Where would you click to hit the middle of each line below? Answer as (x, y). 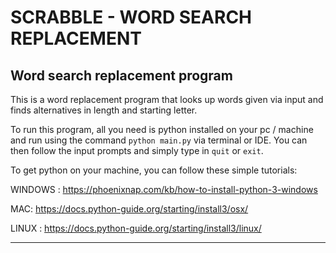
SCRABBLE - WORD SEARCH (131, 17)
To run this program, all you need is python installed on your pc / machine (162, 129)
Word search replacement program (121, 75)
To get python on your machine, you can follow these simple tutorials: (154, 170)
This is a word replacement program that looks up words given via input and (167, 99)
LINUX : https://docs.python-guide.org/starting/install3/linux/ (136, 228)
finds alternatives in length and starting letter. (104, 110)
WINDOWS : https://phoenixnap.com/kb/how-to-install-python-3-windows (164, 189)
